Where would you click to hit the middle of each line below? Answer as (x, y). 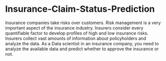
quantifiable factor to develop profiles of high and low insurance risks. (77, 33)
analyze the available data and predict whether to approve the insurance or (82, 49)
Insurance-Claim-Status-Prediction (80, 9)
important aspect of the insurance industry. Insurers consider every (74, 28)
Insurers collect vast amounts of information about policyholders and (76, 38)
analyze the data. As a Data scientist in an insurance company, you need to (82, 43)
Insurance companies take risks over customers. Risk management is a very (83, 23)
